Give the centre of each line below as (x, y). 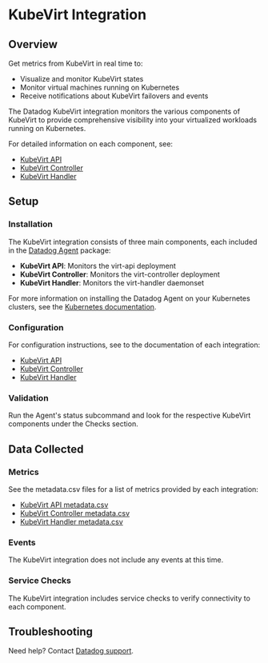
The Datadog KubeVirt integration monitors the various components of (124, 111)
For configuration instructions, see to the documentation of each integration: (134, 345)
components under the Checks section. (73, 424)
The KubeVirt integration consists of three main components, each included (133, 242)
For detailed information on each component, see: (91, 144)
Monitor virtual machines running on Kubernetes (100, 87)
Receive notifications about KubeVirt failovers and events (114, 96)
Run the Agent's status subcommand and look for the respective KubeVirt (130, 415)
